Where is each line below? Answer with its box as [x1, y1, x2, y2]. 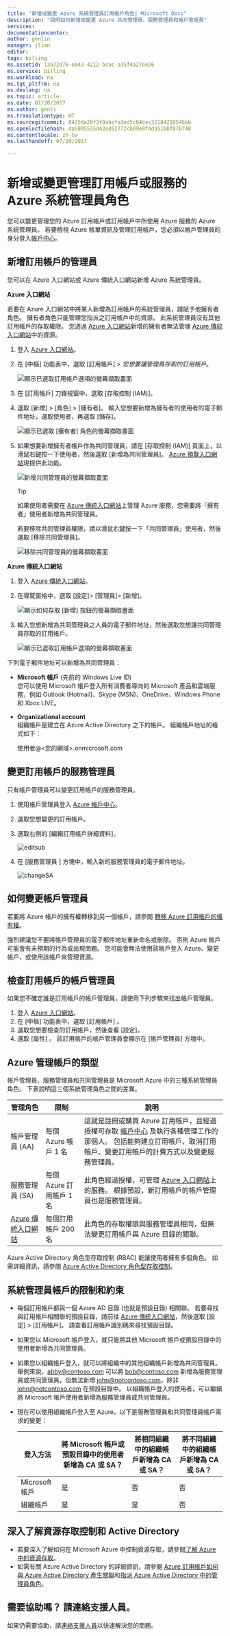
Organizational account [16, 712, 86, 720]
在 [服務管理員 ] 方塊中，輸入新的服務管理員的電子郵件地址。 [16, 857, 189, 865]
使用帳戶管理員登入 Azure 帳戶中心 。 [16, 800, 122, 808]
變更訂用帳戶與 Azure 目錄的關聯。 [91, 1230, 203, 1239]
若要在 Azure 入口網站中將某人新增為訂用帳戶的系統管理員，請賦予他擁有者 [7, 305, 219, 313]
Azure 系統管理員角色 [7, 193, 129, 208]
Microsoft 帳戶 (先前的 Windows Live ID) [16, 673, 132, 681]
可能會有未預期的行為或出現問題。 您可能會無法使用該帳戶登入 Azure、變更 [7, 944, 219, 952]
